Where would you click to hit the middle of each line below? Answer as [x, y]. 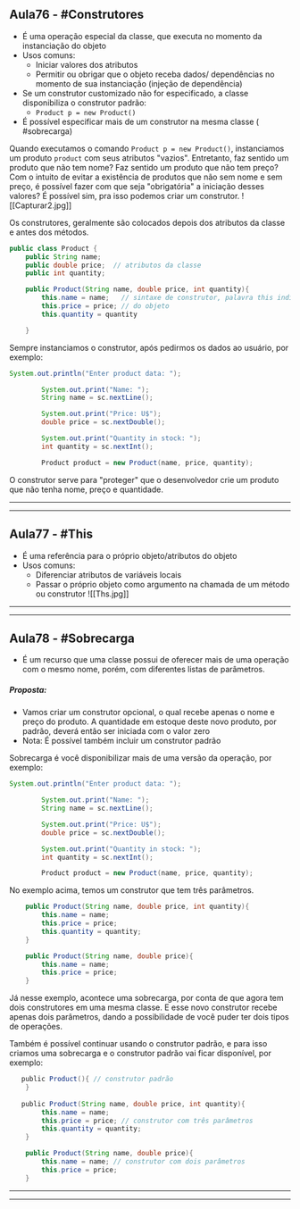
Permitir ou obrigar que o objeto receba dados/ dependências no [155, 74]
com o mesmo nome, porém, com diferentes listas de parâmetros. [143, 670]
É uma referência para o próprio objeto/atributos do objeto [129, 555]
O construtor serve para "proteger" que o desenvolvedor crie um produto [144, 479]
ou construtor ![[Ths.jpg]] [82, 594]
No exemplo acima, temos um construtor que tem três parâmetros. [132, 890]
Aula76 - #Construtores [77, 15]
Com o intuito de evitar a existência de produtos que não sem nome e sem [146, 177]
